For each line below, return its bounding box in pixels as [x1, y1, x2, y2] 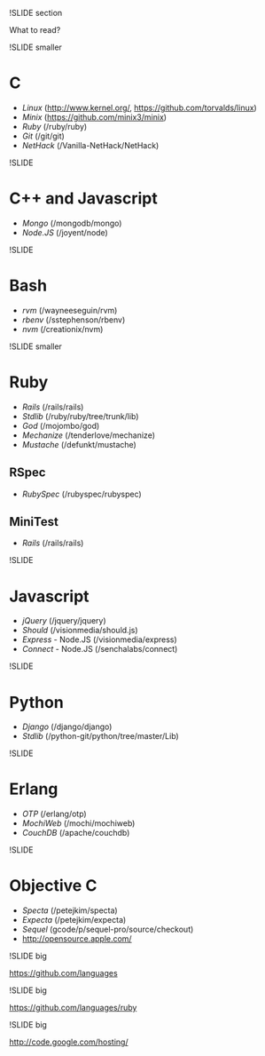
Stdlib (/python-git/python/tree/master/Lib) [21, 731, 179, 742]
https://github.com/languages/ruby [9, 1003, 137, 1013]
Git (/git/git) [21, 131, 65, 141]
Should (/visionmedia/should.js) [21, 625, 139, 636]
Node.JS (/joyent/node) [21, 226, 108, 238]
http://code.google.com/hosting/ [9, 1036, 129, 1047]
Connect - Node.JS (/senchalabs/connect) [21, 644, 178, 655]
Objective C [9, 876, 97, 896]
